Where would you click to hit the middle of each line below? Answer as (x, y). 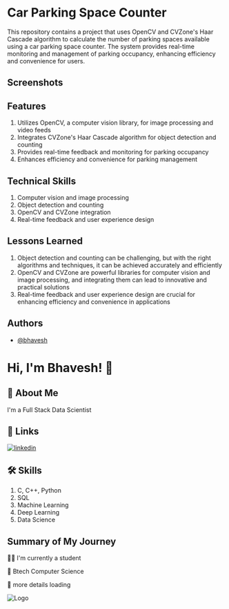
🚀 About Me (33, 393)
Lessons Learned (45, 241)
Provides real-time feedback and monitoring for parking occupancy (113, 152)
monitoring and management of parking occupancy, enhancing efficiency (111, 54)
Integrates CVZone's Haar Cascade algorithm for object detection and (117, 137)
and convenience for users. (46, 61)
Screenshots (35, 83)
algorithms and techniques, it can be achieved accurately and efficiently (120, 265)
